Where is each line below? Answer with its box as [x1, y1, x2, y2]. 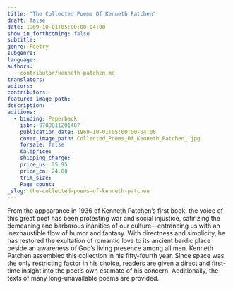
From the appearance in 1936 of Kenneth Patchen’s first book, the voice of [7, 207, 224, 215]
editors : [7, 82, 33, 90]
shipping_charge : [20, 154, 71, 162]
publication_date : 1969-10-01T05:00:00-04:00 [20, 128, 157, 135]
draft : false [7, 17, 46, 24]
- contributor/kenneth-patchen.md [13, 69, 115, 76]
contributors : [7, 89, 49, 96]
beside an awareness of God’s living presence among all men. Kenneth [7, 244, 214, 252]
